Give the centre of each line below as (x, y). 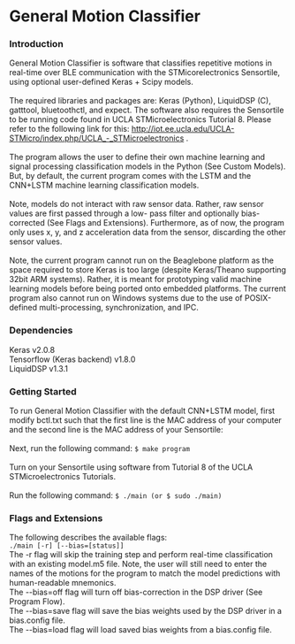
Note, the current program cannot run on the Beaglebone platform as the (141, 261)
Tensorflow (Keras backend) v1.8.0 (72, 359)
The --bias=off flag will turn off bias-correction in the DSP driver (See (136, 592)
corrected (27, 223)
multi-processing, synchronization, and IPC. (119, 308)
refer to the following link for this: (69, 129)
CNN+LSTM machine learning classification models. (104, 185)
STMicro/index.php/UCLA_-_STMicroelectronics (97, 138)
